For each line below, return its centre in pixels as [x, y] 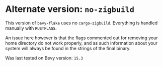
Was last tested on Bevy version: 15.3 [44, 58]
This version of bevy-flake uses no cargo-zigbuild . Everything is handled [81, 23]
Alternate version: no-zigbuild [70, 9]
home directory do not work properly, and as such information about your [81, 43]
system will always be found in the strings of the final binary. [68, 48]
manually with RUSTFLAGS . [31, 28]
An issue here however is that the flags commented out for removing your [81, 38]
